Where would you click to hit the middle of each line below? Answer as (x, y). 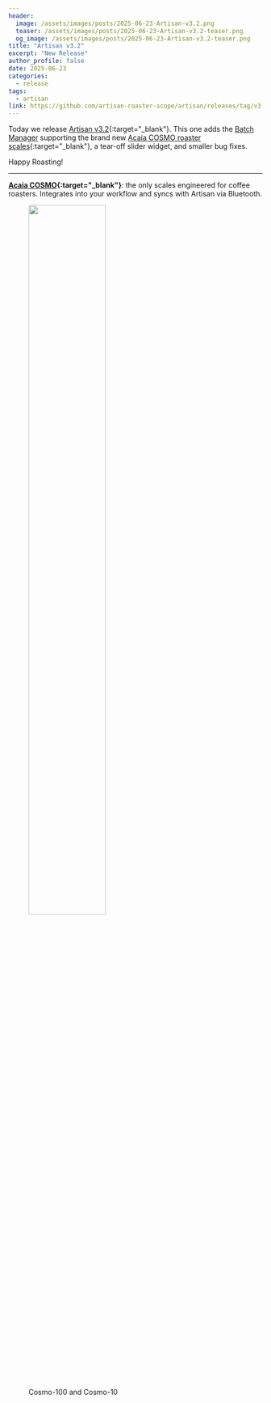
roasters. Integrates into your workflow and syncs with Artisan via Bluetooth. (135, 194)
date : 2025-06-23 (38, 69)
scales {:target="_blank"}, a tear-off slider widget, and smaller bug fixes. (128, 146)
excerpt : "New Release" (48, 53)
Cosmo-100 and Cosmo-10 (73, 1392)
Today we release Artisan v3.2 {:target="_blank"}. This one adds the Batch (131, 129)
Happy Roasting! (36, 162)
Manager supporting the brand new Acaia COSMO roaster (105, 137)
